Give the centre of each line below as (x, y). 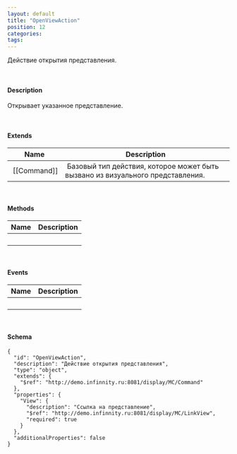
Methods (21, 208)
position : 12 (26, 27)
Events (18, 273)
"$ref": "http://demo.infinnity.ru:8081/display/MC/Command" (111, 383)
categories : (25, 34)
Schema (20, 337)
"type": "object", (41, 370)
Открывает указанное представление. (65, 106)
